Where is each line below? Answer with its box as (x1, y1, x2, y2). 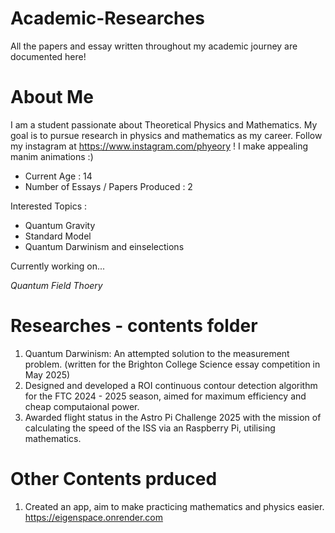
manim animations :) (10, 150, 94, 162)
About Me (10, 86, 94, 109)
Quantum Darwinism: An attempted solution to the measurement (24, 347, 290, 359)
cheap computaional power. (24, 400, 140, 412)
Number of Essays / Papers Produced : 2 (24, 180, 193, 192)
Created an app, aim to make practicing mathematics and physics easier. (24, 500, 325, 512)
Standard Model (24, 230, 92, 242)
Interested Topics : (10, 200, 88, 212)
